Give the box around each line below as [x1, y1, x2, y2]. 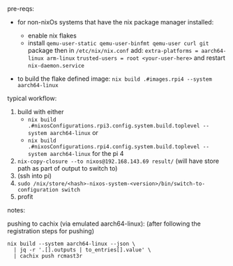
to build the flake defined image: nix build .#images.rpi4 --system [17, 75, 213, 83]
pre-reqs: [7, 5, 35, 13]
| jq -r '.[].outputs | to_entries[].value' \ [13, 247, 151, 253]
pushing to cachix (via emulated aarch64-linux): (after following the [7, 219, 201, 228]
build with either [17, 108, 64, 116]
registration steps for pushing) [7, 227, 94, 235]
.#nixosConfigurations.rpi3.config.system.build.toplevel [27, 123, 200, 130]
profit [17, 193, 33, 201]
